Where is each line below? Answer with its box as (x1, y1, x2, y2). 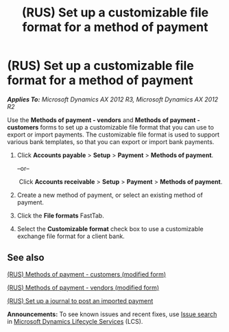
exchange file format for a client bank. (16, 232, 125, 240)
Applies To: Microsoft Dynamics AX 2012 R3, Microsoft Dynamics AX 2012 (7, 95, 219, 104)
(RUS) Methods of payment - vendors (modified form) (7, 283, 160, 292)
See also (7, 252, 45, 263)
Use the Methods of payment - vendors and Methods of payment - (7, 115, 200, 124)
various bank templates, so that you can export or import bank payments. (7, 137, 215, 145)
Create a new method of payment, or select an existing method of (16, 191, 204, 199)
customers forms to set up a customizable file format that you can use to (7, 123, 215, 131)
